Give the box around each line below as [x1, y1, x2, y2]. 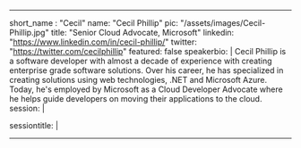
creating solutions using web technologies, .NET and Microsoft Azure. [9, 75, 267, 85]
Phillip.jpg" [9, 28, 49, 37]
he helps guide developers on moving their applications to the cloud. [9, 94, 262, 103]
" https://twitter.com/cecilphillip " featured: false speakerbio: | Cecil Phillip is [9, 46, 287, 56]
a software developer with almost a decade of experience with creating [9, 55, 272, 66]
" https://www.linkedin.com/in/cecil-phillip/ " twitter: [9, 37, 197, 47]
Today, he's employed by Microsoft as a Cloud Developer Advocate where [9, 84, 284, 95]
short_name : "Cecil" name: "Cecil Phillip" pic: [9, 18, 179, 28]
